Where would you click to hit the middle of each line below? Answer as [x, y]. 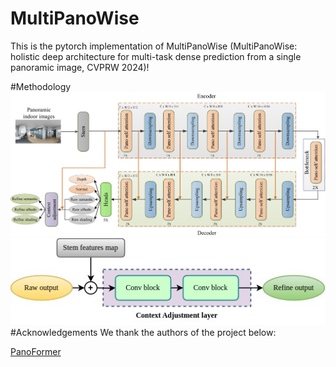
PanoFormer [36, 351]
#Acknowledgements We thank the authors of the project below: [143, 332]
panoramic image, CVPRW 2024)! [80, 67]
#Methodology [41, 86]
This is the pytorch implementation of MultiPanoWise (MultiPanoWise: [154, 46]
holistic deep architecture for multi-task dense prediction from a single [156, 56]
